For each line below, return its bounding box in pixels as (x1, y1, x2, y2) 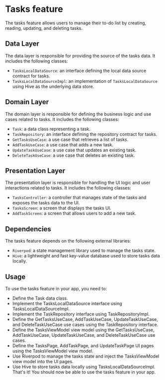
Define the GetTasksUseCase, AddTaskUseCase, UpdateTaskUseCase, (12, 317, 158, 322)
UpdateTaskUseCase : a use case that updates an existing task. (12, 147, 137, 153)
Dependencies (5, 225, 51, 233)
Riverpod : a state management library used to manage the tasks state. (12, 248, 156, 253)
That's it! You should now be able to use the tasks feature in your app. (12, 369, 156, 375)
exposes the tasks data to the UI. (12, 200, 80, 206)
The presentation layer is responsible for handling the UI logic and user (5, 180, 151, 186)
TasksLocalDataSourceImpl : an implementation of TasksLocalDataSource (12, 78, 158, 84)
